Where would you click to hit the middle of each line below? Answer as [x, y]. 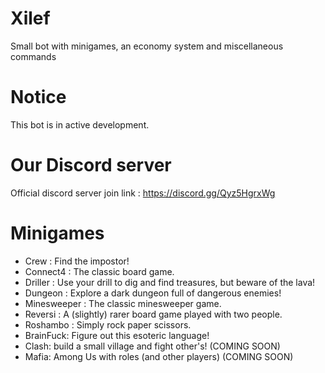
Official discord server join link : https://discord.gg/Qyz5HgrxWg [143, 193]
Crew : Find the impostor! [77, 261]
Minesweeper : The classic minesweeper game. [123, 303]
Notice [38, 97]
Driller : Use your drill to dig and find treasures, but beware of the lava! [170, 282]
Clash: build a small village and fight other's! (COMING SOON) [152, 346]
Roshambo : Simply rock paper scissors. [108, 324]
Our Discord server [91, 165]
